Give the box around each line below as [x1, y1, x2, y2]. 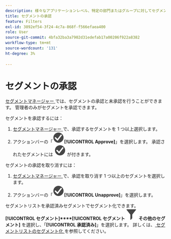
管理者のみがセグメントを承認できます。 [15, 105, 100, 111]
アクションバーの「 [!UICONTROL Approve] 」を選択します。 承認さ [12, 139, 165, 145]
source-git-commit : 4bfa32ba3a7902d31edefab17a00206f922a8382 [5, 35, 140, 40]
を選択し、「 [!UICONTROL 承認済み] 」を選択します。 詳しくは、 [21, 222, 155, 228]
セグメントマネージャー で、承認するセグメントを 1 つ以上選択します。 [12, 126, 160, 132]
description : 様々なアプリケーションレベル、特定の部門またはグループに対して [5, 8, 152, 13]
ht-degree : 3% [5, 51, 36, 56]
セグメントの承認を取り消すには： [5, 162, 77, 168]
